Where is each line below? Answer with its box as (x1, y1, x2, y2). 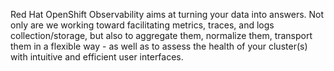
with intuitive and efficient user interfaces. (10, 51, 184, 63)
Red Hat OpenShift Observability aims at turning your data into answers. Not (10, 9, 325, 20)
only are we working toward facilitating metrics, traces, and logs (10, 19, 275, 31)
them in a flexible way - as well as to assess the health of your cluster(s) (10, 40, 308, 52)
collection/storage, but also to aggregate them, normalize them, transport (10, 30, 313, 41)
